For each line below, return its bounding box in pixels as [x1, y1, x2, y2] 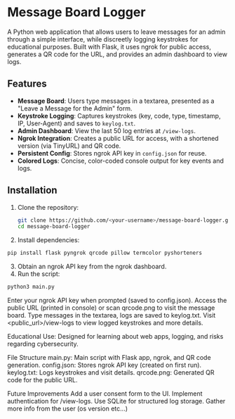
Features [7, 78, 47, 90]
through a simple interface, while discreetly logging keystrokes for [7, 35, 199, 43]
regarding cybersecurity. [7, 339, 79, 349]
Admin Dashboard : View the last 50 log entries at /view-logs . [17, 126, 196, 135]
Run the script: [17, 270, 60, 278]
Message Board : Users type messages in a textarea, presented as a [17, 96, 215, 105]
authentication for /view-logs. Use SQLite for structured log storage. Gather [7, 397, 226, 406]
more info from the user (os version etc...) [7, 404, 128, 413]
